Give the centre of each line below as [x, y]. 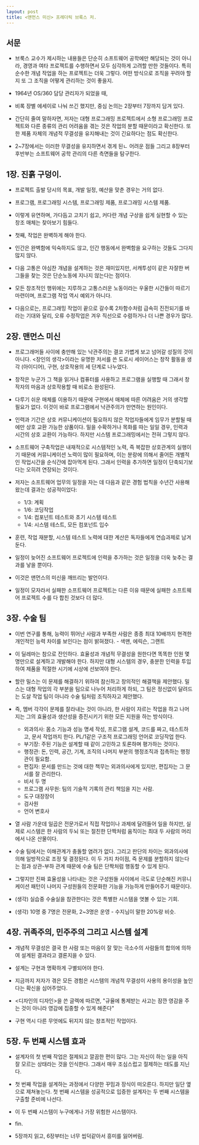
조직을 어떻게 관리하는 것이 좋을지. [74, 80]
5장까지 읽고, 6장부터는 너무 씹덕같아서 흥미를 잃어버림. [79, 1136]
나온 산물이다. [42, 839]
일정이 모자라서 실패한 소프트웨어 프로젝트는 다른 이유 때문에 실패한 [93, 590]
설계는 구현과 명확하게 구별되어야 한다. [59, 968]
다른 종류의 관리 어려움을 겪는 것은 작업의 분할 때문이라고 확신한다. [108, 126]
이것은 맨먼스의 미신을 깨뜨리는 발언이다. [62, 577]
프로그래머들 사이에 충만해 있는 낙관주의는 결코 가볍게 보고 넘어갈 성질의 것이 [104, 352]
